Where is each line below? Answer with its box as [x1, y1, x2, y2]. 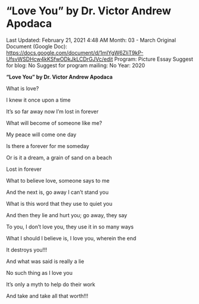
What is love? [6, 84, 39, 92]
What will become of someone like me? [6, 119, 102, 126]
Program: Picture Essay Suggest [114, 55, 194, 62]
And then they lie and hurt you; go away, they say [6, 211, 128, 218]
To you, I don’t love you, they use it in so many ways [6, 223, 134, 230]
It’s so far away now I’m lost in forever [6, 108, 99, 115]
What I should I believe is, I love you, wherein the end [6, 234, 137, 242]
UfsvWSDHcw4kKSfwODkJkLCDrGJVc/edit [6, 55, 113, 62]
